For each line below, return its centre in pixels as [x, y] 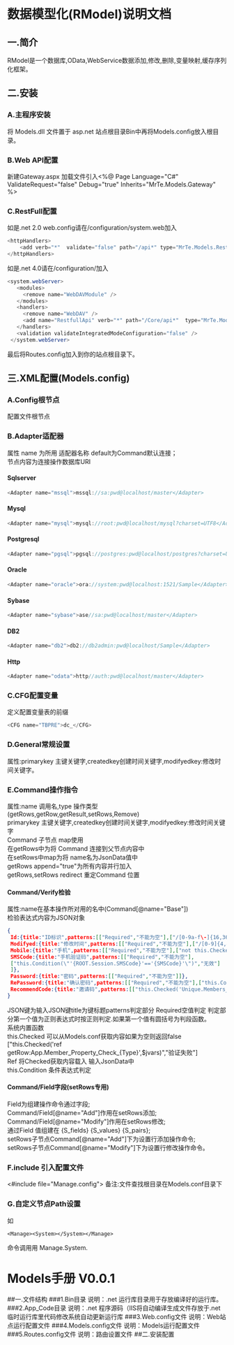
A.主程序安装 [29, 115]
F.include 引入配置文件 [46, 1168]
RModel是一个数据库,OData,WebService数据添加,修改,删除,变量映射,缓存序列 [117, 60]
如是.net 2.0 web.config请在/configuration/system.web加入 [92, 228]
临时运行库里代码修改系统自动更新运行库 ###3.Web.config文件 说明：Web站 [117, 1316]
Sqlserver [22, 478]
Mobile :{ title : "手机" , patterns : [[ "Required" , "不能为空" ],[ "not [101, 950]
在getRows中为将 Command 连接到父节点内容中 [76, 848]
